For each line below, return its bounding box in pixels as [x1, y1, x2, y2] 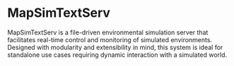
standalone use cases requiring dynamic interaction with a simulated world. [7, 51, 228, 59]
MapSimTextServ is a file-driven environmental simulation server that [7, 28, 209, 37]
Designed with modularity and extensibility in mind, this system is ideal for [7, 43, 223, 51]
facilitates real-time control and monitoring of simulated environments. [7, 35, 213, 44]
